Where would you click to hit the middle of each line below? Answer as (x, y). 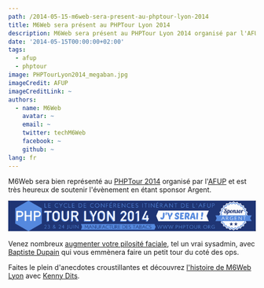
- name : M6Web (38, 108)
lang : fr (22, 157)
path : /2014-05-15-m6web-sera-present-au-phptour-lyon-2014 (109, 17)
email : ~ (37, 125)
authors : (22, 100)
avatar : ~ (38, 116)
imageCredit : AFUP (38, 83)
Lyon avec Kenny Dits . (44, 275)
